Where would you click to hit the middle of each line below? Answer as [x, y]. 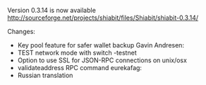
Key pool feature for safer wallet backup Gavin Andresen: [101, 45]
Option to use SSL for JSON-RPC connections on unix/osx [102, 60]
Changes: [21, 32]
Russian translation [45, 75]
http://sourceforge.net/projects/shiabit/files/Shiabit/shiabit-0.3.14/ [103, 18]
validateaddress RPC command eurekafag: [80, 68]
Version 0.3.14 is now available [52, 10]
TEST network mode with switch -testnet [77, 53]
